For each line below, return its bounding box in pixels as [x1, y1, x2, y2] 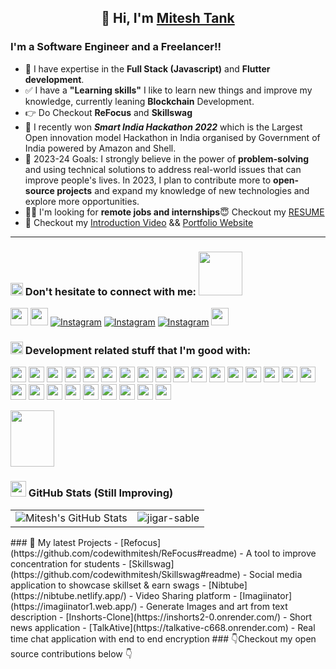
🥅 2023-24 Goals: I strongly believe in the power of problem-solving [24, 152, 310, 165]
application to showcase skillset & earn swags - [10, 579, 207, 591]
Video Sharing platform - [135, 589, 238, 601]
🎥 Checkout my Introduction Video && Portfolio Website [24, 216, 254, 228]
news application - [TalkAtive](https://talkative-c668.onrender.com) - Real [10, 621, 316, 633]
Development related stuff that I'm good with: [24, 343, 252, 357]
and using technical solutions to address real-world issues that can [24, 163, 302, 175]
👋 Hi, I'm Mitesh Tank [101, 10, 235, 27]
